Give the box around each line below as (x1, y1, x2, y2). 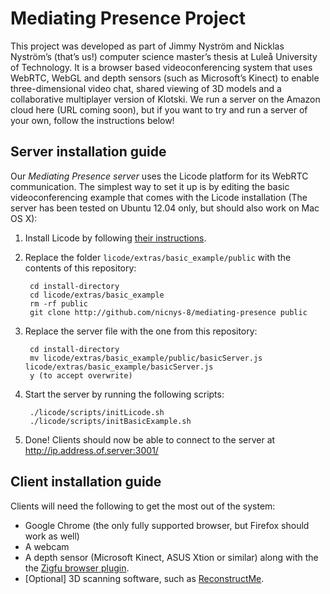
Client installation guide (10, 473, 162, 491)
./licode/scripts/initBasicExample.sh (29, 416, 192, 426)
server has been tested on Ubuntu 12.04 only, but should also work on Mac (10, 202, 320, 214)
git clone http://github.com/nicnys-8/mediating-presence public (29, 307, 308, 317)
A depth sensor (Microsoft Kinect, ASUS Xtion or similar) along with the (24, 551, 319, 563)
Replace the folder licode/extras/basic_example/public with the (24, 251, 292, 263)
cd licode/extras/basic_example (29, 290, 165, 300)
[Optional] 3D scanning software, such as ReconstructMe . (24, 572, 265, 584)
